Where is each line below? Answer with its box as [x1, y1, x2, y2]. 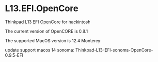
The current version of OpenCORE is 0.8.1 [5, 28, 88, 34]
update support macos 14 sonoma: [5, 47, 75, 53]
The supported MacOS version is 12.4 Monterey [5, 37, 101, 44]
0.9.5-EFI [5, 52, 23, 58]
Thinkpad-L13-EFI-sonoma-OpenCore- [75, 47, 154, 53]
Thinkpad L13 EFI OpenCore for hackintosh [5, 19, 91, 25]
